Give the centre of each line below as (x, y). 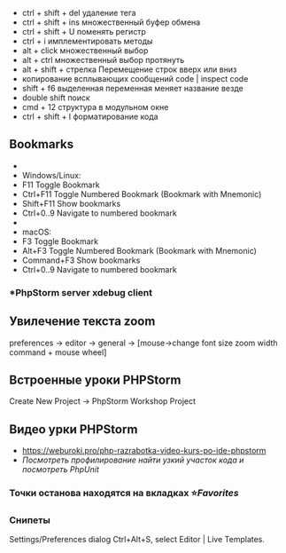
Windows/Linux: (51, 175)
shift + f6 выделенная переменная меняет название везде (132, 88)
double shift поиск (56, 98)
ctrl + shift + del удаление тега (79, 13)
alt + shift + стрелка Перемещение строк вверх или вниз (129, 69)
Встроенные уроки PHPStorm (95, 379)
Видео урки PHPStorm (73, 429)
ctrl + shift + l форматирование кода (90, 116)
